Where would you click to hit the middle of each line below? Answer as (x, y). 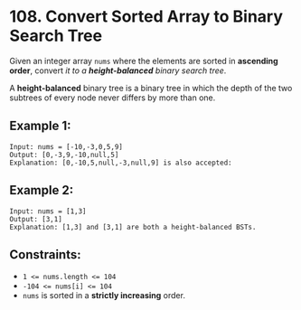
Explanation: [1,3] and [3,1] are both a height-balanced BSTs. (133, 227)
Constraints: (45, 254)
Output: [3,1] (36, 219)
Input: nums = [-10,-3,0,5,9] (66, 146)
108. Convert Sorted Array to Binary (146, 17)
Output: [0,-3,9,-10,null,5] (64, 155)
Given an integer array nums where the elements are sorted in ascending (144, 61)
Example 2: (42, 190)
